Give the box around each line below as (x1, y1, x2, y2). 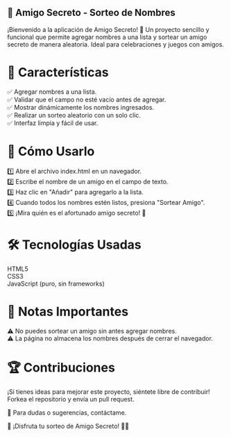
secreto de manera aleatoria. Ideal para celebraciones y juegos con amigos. (7, 40, 224, 49)
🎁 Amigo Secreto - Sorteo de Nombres (7, 7, 176, 19)
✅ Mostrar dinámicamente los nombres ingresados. (7, 103, 155, 111)
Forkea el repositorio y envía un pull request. (7, 395, 135, 403)
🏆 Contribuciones (7, 359, 116, 375)
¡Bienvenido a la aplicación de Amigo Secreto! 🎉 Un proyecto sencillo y (7, 25, 209, 33)
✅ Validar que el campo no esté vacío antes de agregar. (7, 95, 166, 104)
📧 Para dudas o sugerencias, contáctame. (7, 408, 127, 417)
